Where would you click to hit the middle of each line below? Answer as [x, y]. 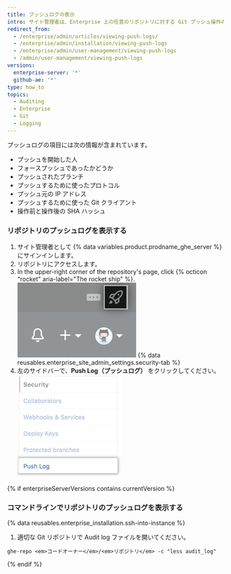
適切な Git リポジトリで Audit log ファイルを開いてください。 [103, 538]
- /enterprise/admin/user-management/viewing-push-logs [95, 51]
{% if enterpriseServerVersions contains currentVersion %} [91, 489]
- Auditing [29, 102]
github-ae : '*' [35, 80]
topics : [18, 94]
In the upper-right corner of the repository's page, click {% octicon [112, 272]
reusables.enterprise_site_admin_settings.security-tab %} [99, 363]
